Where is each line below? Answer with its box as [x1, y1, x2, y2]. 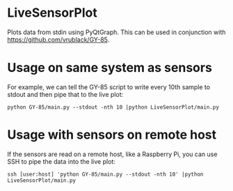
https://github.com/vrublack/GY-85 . [7, 35, 110, 43]
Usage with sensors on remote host [7, 127, 217, 143]
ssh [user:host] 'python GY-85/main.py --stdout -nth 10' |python [7, 171, 204, 178]
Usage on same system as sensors [7, 60, 212, 76]
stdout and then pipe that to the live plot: [7, 90, 124, 98]
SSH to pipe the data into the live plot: [7, 157, 116, 165]
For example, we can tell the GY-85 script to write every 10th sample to [7, 82, 211, 91]
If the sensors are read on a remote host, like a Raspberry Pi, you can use [7, 150, 218, 158]
